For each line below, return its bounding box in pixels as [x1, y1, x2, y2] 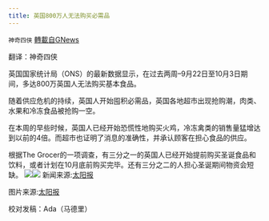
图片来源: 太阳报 [8, 187, 60, 196]
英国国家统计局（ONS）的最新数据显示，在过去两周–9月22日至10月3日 [8, 69, 242, 78]
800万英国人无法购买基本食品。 [35, 78, 142, 88]
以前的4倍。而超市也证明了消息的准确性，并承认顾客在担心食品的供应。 [14, 133, 252, 143]
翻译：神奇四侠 [8, 51, 58, 61]
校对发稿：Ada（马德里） [8, 203, 92, 213]
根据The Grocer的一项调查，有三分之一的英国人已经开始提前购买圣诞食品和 [8, 150, 256, 159]
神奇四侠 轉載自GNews [8, 34, 80, 44]
